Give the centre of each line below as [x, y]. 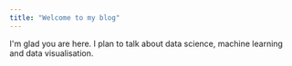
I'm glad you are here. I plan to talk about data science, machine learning [146, 43]
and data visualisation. [52, 53]
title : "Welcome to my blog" [65, 18]
